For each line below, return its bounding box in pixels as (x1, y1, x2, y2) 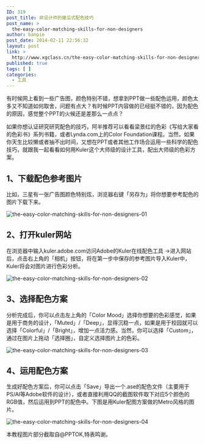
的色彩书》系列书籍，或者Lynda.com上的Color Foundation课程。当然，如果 (6, 131, 195, 138)
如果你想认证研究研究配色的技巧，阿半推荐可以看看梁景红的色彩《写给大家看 (6, 123, 199, 130)
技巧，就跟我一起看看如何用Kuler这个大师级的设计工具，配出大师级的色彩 (6, 146, 191, 154)
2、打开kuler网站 (6, 230, 72, 240)
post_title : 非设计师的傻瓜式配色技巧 (6, 15, 94, 21)
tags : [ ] (6, 65, 32, 72)
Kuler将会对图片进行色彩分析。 (6, 262, 84, 270)
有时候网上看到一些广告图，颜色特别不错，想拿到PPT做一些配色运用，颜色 (6, 95, 193, 102)
